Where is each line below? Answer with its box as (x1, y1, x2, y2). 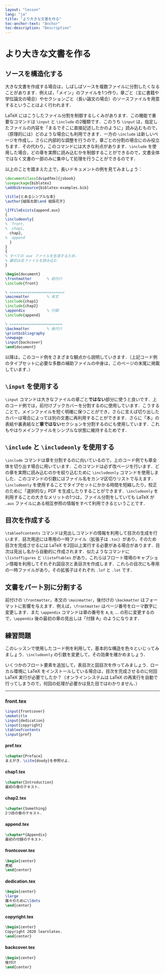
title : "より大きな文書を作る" (5, 16, 62, 21)
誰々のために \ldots (5, 898, 41, 903)
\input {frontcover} (5, 709, 45, 714)
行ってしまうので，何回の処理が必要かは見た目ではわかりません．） (5, 681, 140, 687)
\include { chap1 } (5, 299, 38, 304)
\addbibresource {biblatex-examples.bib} (5, 185, 89, 190)
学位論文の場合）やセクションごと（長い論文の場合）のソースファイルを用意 (5, 96, 160, 102)
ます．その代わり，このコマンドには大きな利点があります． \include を (9, 144, 153, 150)
